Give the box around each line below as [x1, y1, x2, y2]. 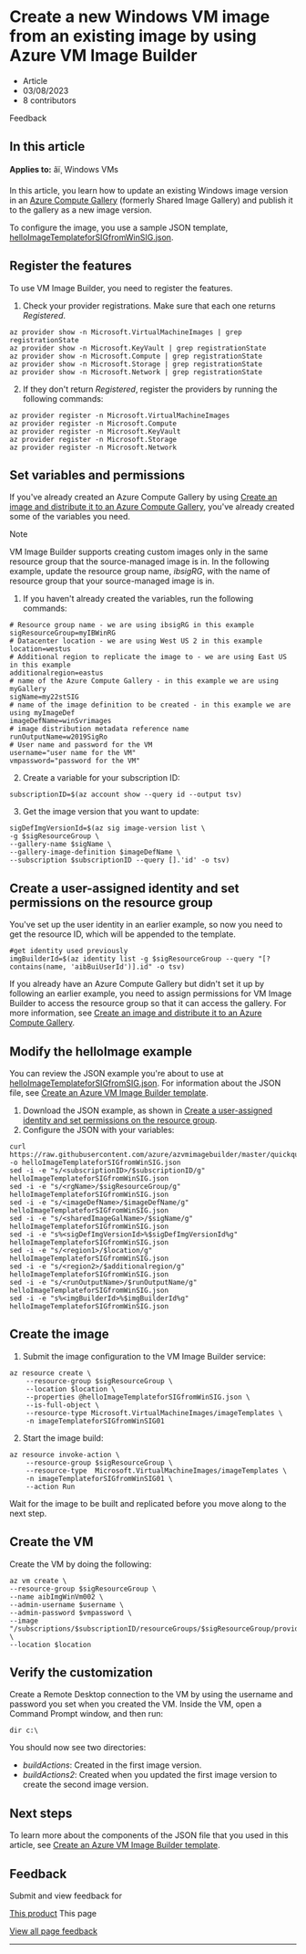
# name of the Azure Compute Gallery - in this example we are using [9, 677, 280, 686]
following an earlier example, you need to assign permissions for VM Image [9, 988, 292, 999]
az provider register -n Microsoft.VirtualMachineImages [9, 411, 230, 420]
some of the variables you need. [9, 511, 130, 522]
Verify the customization [9, 1665, 153, 1681]
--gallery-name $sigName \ [9, 840, 112, 849]
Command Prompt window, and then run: [9, 1708, 164, 1719]
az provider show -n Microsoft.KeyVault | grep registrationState [9, 343, 267, 352]
